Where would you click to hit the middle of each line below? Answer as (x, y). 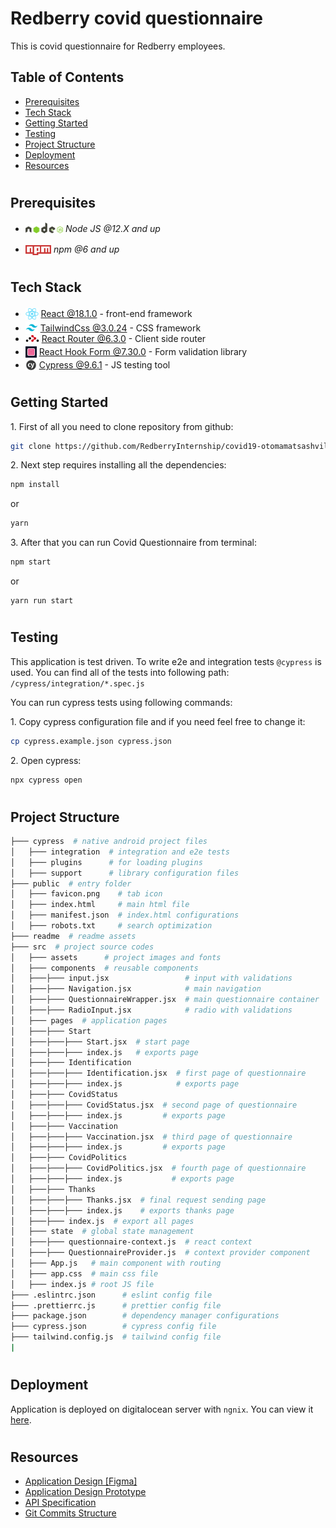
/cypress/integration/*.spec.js (77, 683)
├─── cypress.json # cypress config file (113, 1327)
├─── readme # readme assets (73, 936)
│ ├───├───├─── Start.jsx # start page (100, 1042)
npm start (31, 562)
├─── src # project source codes (82, 947)
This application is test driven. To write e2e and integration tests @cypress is (166, 661)
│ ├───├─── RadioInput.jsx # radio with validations (151, 1010)
